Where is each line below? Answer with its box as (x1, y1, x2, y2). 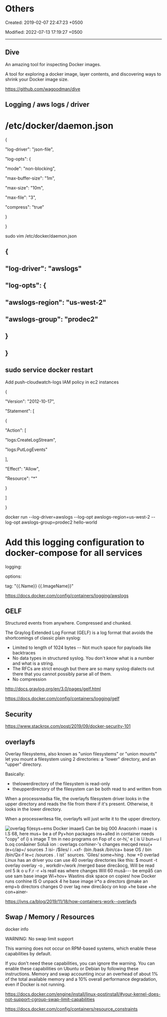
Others (5, 3, 35, 14)
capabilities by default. (5, 950, 52, 956)
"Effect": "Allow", (5, 465, 40, 471)
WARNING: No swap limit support (5, 935, 74, 941)
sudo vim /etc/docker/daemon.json (5, 233, 77, 239)
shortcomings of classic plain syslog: (5, 635, 81, 641)
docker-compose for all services (5, 547, 143, 558)
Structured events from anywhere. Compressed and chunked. (5, 620, 132, 626)
